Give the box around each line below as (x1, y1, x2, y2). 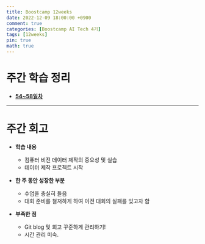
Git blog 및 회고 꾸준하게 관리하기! (24, 223, 106, 231)
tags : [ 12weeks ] (6, 32, 48, 38)
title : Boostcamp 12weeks (6, 9, 72, 15)
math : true (6, 43, 34, 49)
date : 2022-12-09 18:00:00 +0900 (6, 15, 92, 21)
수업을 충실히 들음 (24, 190, 67, 197)
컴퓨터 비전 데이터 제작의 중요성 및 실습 (24, 156, 118, 163)
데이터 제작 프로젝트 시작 (24, 163, 84, 171)
